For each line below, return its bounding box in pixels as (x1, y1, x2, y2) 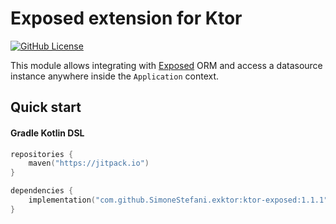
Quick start (10, 99, 82, 116)
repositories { (10, 149, 74, 159)
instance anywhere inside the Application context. (10, 70, 220, 82)
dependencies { (10, 186, 74, 196)
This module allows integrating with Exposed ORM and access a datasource (10, 59, 323, 71)
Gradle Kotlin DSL (10, 127, 85, 139)
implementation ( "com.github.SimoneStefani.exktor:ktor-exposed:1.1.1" (28, 195, 329, 206)
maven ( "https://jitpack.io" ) (28, 158, 150, 169)
